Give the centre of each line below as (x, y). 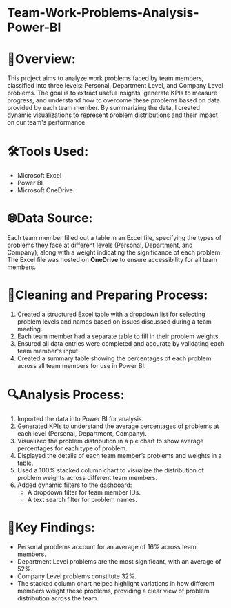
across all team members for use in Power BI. (81, 365)
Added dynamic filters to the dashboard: (74, 485)
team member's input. (48, 351)
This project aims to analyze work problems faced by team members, (106, 78)
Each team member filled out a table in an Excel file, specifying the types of (114, 238)
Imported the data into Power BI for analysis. (80, 418)
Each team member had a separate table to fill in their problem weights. (119, 336)
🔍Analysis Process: (66, 395)
